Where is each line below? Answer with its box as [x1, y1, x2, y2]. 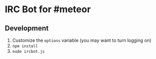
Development [5, 24, 49, 33]
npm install [12, 44, 38, 49]
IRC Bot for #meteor [5, 4, 91, 15]
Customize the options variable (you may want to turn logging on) [12, 37, 152, 43]
